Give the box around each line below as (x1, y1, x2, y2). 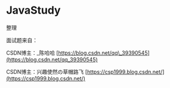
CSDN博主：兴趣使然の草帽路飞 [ (6, 68, 88, 75)
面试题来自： (6, 36, 38, 43)
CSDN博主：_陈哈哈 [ (6, 49, 58, 56)
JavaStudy (6, 4, 61, 17)
